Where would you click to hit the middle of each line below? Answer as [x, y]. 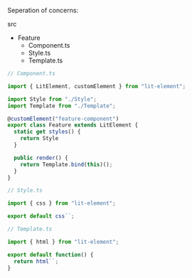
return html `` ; [36, 261]
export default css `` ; [41, 216]
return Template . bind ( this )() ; [66, 164]
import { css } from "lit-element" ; [62, 203]
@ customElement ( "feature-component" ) [63, 119]
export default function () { [50, 255]
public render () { [41, 158]
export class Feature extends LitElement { [73, 125]
